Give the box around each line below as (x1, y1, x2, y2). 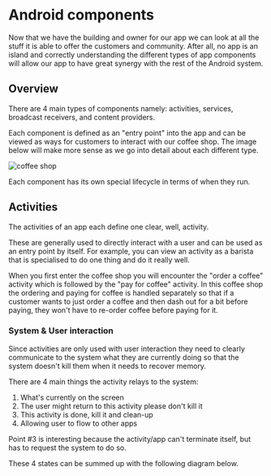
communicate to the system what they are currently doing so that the (8, 352, 239, 362)
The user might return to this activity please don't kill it (19, 400, 203, 411)
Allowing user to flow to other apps (19, 418, 138, 428)
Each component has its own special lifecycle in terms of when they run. (8, 176, 251, 186)
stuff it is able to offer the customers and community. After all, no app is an (8, 41, 258, 50)
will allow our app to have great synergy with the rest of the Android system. (8, 58, 264, 68)
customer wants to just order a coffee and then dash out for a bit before (8, 296, 248, 306)
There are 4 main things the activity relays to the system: (8, 376, 199, 387)
